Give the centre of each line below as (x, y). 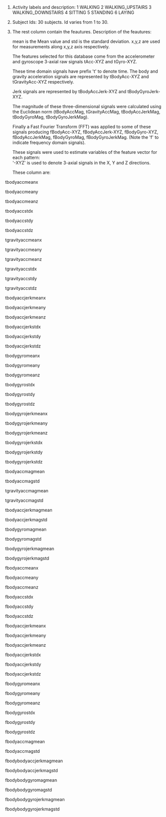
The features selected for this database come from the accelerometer (83, 56)
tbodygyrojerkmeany (27, 423)
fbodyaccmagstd (23, 751)
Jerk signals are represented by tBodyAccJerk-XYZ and (69, 91)
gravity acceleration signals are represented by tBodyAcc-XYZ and (81, 76)
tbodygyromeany (23, 365)
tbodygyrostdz (20, 404)
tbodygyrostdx (20, 385)
